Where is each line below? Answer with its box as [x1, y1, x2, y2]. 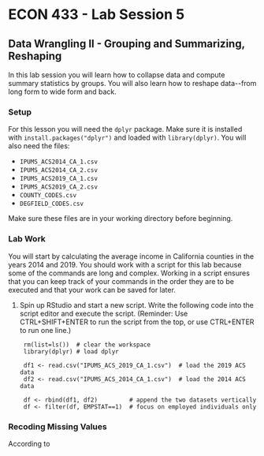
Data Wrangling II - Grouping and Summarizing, [8, 37, 246, 50]
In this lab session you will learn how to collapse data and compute [8, 70, 225, 80]
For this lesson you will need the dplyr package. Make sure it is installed [8, 125, 243, 134]
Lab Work [8, 234, 46, 245]
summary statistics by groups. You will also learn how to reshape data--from [8, 79, 257, 88]
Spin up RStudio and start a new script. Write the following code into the [19, 300, 254, 309]
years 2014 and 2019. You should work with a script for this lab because [8, 260, 242, 269]
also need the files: [8, 141, 70, 151]
